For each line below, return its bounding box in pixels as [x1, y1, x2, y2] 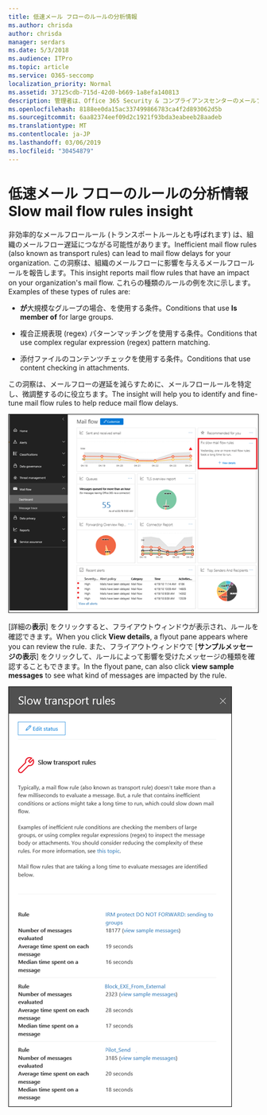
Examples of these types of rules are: [8, 286, 131, 296]
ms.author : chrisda [8, 21, 73, 29]
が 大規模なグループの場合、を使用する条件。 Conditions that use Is [19, 303, 238, 313]
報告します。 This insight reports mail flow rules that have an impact [29, 267, 250, 278]
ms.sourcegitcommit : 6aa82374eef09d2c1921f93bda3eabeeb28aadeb [8, 114, 222, 122]
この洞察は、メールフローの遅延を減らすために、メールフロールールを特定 [8, 379, 252, 389]
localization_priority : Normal [8, 80, 112, 87]
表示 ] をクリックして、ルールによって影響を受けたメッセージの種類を [21, 652, 249, 662]
